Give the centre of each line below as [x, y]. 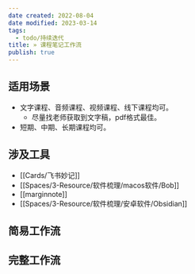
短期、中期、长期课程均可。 [65, 127]
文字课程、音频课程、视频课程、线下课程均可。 [96, 107]
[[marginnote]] [43, 194]
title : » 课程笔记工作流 [45, 45]
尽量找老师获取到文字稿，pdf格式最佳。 [96, 117]
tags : [17, 30]
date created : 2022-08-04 [51, 15]
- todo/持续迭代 [40, 38]
